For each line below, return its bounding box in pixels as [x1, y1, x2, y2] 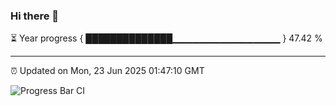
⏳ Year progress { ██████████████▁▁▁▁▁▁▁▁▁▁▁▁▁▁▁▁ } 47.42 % [10, 32, 323, 44]
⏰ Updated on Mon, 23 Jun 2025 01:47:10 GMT [10, 65, 205, 77]
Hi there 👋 [10, 9, 60, 23]
